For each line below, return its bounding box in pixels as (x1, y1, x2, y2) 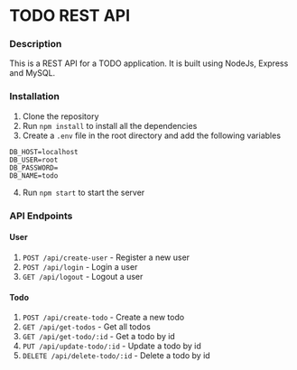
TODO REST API (9, 5, 131, 26)
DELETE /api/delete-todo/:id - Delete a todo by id (22, 350, 210, 361)
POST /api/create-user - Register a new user (22, 252, 190, 263)
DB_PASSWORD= (9, 163, 59, 172)
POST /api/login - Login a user (22, 261, 138, 272)
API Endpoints (9, 209, 73, 222)
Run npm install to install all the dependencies (22, 120, 198, 131)
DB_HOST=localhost (9, 147, 79, 156)
